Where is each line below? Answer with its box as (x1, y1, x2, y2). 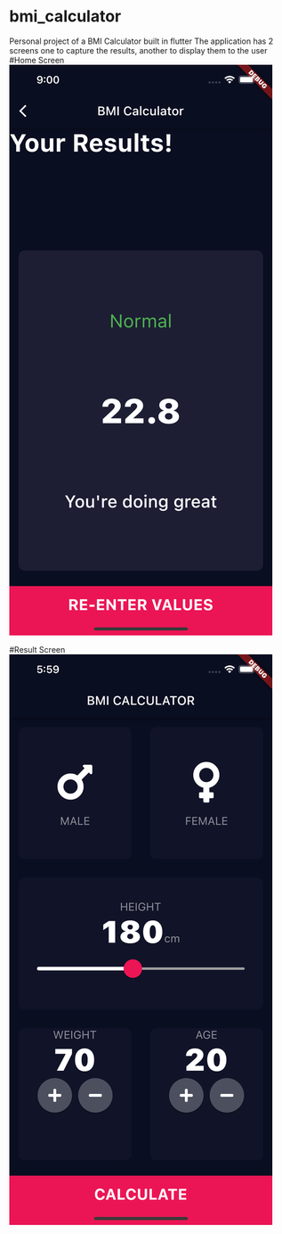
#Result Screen (9, 644, 66, 654)
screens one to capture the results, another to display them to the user (9, 45, 269, 55)
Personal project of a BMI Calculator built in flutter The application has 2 (9, 36, 274, 46)
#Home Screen (9, 54, 65, 65)
